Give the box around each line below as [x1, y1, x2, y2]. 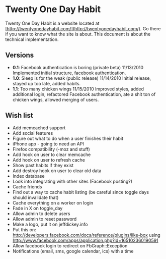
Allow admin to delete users [12, 211, 70, 217]
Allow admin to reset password [12, 216, 77, 222]
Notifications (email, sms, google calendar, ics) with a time [12, 248, 134, 254]
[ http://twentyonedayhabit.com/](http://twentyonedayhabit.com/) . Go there [5, 25, 161, 31]
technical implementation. [5, 36, 59, 42]
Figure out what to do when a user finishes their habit [12, 135, 124, 141]
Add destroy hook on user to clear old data [12, 168, 102, 174]
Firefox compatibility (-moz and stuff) [12, 146, 91, 152]
